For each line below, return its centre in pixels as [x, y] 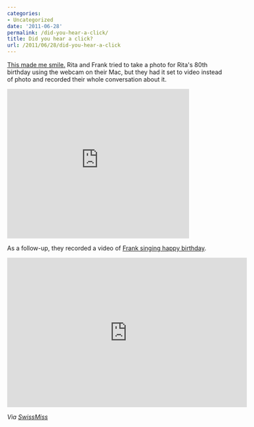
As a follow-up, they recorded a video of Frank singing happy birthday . [107, 248]
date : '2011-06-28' [35, 26]
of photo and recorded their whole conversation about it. [87, 79]
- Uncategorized [30, 20]
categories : [24, 13]
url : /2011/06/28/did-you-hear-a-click [64, 45]
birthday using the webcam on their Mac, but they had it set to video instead [115, 72]
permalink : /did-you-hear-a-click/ [58, 33]
